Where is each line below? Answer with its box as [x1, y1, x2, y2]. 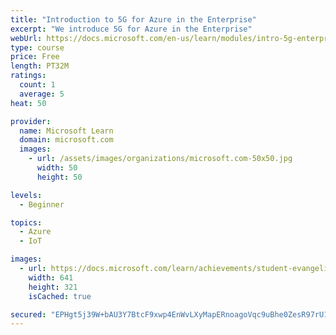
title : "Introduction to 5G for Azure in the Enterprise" [10, 14, 257, 25]
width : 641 [28, 272, 74, 283]
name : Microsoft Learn [19, 126, 114, 136]
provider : [10, 116, 52, 126]
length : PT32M [10, 61, 70, 71]
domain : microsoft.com [19, 135, 114, 145]
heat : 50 [10, 98, 47, 108]
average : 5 [19, 89, 65, 99]
